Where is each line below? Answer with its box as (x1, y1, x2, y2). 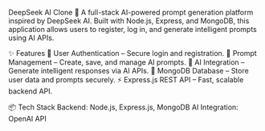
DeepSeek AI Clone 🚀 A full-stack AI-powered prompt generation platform (8, 8, 254, 17)
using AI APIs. (8, 33, 55, 42)
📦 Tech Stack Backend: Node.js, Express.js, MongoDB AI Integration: (8, 102, 238, 112)
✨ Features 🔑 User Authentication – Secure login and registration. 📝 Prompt (8, 49, 257, 58)
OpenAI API (8, 114, 47, 123)
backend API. (8, 86, 53, 96)
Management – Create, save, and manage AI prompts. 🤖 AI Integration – (8, 58, 245, 67)
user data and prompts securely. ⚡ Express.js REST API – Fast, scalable (8, 75, 244, 84)
